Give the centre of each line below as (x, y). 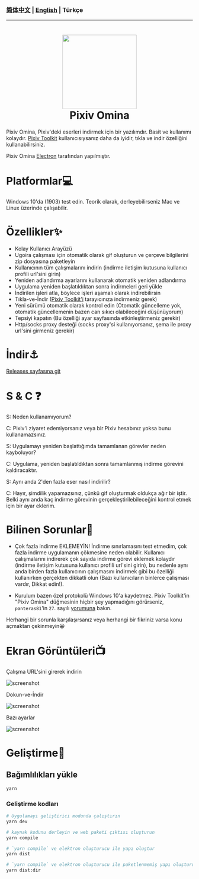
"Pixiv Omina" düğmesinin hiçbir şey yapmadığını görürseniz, (89, 602)
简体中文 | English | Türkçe (45, 9)
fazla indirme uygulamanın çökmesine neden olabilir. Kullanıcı (89, 552)
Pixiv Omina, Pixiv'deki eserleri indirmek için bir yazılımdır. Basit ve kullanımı (99, 132)
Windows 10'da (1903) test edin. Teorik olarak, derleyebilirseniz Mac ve (93, 202)
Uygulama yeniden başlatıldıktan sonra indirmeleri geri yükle (89, 287)
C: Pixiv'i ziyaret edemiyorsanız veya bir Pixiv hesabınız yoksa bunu (89, 428)
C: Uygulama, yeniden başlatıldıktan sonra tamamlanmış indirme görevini (95, 464)
